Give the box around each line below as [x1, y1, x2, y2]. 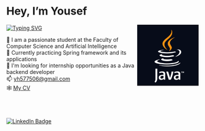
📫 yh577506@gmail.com [6, 75, 71, 82]
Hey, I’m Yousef [6, 4, 87, 18]
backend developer [6, 68, 55, 75]
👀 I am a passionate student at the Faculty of [6, 36, 119, 43]
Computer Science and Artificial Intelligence [6, 42, 117, 50]
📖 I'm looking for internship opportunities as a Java [6, 62, 135, 69]
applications [6, 55, 37, 62]
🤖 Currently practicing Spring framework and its [6, 49, 127, 56]
